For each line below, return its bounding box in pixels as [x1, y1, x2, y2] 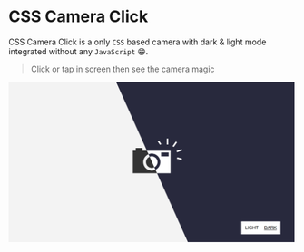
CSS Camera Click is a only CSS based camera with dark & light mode [8, 36, 267, 47]
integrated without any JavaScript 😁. [8, 45, 149, 56]
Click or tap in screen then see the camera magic [30, 63, 215, 74]
